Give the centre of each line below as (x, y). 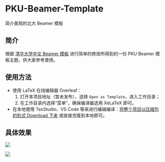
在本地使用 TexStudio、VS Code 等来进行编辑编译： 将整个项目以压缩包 (85, 109)
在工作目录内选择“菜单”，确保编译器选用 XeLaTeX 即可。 (78, 103)
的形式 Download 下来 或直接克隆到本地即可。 (60, 115)
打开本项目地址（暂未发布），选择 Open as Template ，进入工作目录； (90, 96)
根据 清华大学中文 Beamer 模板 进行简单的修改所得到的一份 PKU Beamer (80, 54)
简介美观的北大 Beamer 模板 (34, 23)
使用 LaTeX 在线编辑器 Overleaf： (47, 90)
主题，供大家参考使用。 (33, 60)
